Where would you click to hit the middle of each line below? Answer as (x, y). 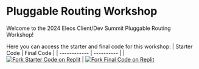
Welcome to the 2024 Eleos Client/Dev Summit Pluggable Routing (89, 28)
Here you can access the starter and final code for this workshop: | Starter (100, 46)
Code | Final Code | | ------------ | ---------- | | (65, 53)
